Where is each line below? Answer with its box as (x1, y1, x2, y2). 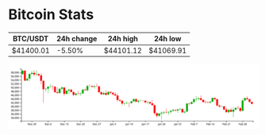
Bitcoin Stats (8, 6, 94, 24)
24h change (56, 34, 98, 44)
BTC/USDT (13, 34, 49, 44)
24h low (153, 34, 182, 44)
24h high (107, 34, 139, 44)
